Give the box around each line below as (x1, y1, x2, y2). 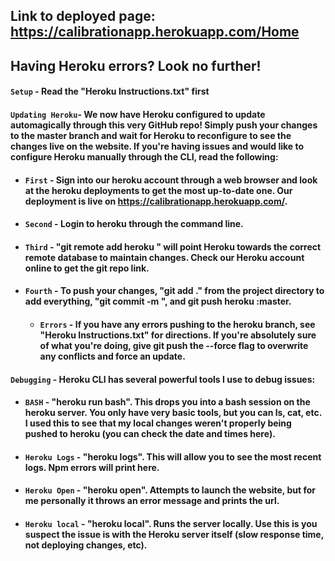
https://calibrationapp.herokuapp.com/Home (10, 24, 300, 41)
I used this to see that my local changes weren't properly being (24, 417, 292, 429)
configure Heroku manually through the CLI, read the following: (10, 150, 279, 163)
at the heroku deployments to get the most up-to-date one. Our (24, 184, 293, 196)
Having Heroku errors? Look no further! (10, 57, 262, 74)
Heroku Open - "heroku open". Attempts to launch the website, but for (24, 484, 316, 496)
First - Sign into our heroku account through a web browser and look (24, 174, 318, 186)
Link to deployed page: (10, 8, 156, 25)
